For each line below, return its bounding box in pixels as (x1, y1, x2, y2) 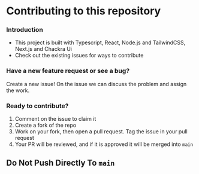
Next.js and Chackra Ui (14, 45, 73, 53)
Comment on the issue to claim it (14, 115, 97, 123)
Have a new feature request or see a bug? (6, 67, 130, 75)
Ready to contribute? (6, 102, 69, 110)
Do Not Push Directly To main (6, 158, 115, 168)
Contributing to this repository (6, 4, 161, 18)
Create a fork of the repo (14, 121, 77, 129)
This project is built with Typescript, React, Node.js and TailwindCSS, (14, 39, 186, 46)
